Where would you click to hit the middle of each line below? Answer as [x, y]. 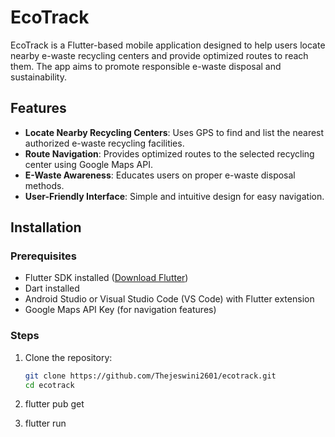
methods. [44, 185]
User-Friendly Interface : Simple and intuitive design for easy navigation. [174, 196]
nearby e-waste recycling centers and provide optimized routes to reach [159, 55]
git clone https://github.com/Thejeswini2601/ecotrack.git [150, 376]
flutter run [45, 423]
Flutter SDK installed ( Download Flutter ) [106, 278]
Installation [46, 227]
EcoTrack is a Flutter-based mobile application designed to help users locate [168, 45]
